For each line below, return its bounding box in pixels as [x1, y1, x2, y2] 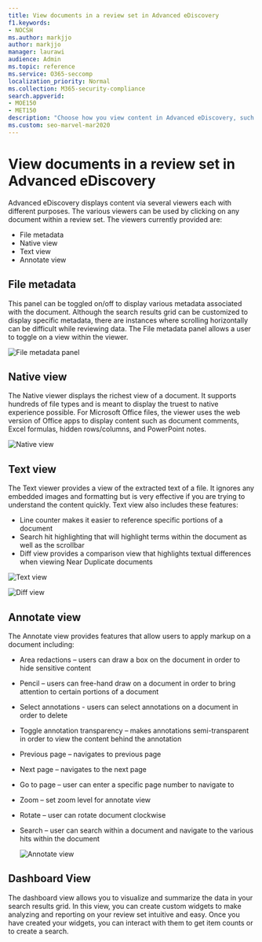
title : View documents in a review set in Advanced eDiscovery [8, 11, 220, 20]
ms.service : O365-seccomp [8, 70, 93, 78]
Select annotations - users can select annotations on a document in [19, 702, 238, 711]
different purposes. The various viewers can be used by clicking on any [8, 206, 240, 216]
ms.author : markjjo [8, 33, 72, 42]
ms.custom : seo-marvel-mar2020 [8, 121, 111, 129]
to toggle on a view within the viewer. [8, 332, 129, 342]
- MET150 [8, 107, 37, 115]
